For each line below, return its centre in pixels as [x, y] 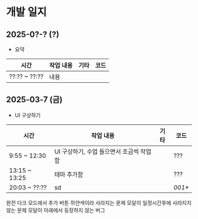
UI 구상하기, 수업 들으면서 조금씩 [96, 152]
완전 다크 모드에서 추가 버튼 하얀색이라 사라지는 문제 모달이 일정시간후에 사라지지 [99, 202]
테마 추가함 [69, 174]
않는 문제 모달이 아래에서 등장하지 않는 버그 [56, 210]
